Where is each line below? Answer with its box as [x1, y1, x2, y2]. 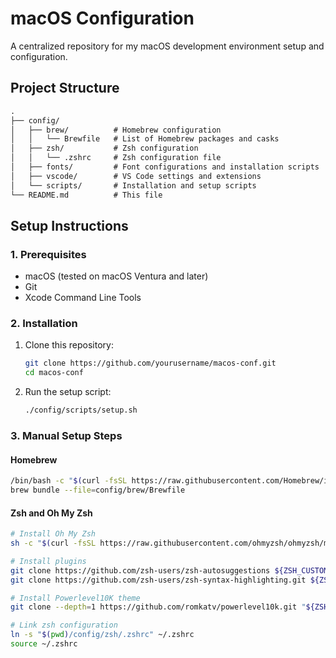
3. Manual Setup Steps [10, 429, 123, 443]
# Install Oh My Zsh [10, 529, 97, 539]
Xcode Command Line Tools [24, 292, 142, 304]
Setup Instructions [10, 217, 129, 234]
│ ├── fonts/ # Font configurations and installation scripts [10, 162, 320, 172]
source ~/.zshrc [10, 639, 78, 649]
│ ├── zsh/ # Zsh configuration [10, 143, 199, 154]
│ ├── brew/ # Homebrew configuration [10, 125, 222, 135]
